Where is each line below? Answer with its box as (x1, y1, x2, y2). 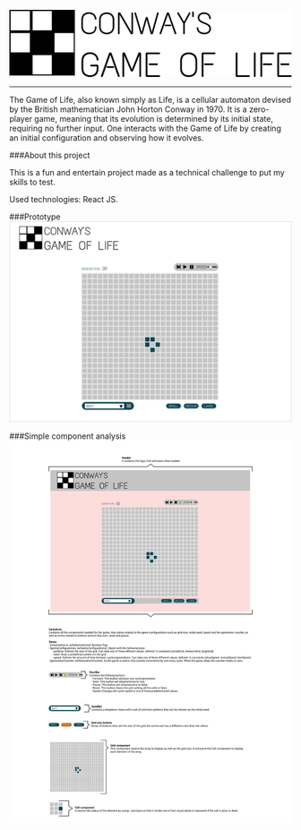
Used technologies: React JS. (9, 193, 118, 204)
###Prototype (9, 211, 61, 222)
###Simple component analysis (9, 431, 126, 441)
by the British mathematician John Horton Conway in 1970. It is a (9, 104, 248, 115)
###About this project (9, 150, 90, 160)
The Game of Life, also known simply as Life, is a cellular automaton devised (9, 94, 292, 105)
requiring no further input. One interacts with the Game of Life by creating (9, 123, 282, 133)
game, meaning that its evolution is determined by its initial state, (34, 113, 273, 124)
